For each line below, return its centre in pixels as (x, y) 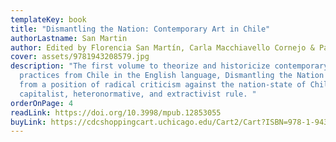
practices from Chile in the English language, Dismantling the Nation (172, 76)
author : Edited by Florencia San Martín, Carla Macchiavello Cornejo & (162, 47)
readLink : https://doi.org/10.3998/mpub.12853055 (116, 112)
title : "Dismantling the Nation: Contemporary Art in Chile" (140, 29)
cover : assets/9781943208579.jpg (80, 57)
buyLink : (28, 122)
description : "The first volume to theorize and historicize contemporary (169, 66)
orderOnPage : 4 (42, 103)
